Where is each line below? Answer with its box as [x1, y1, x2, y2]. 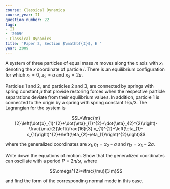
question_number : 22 [5, 17, 50, 22]
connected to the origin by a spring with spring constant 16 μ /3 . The [5, 100, 147, 106]
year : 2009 [5, 46, 29, 51]
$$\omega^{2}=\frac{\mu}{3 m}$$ [49, 168, 123, 174]
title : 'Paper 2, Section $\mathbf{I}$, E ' [5, 41, 102, 46]
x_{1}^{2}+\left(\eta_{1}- [94, 126, 143, 132]
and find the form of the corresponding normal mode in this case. [5, 178, 143, 184]
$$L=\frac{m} [71, 115, 101, 121]
